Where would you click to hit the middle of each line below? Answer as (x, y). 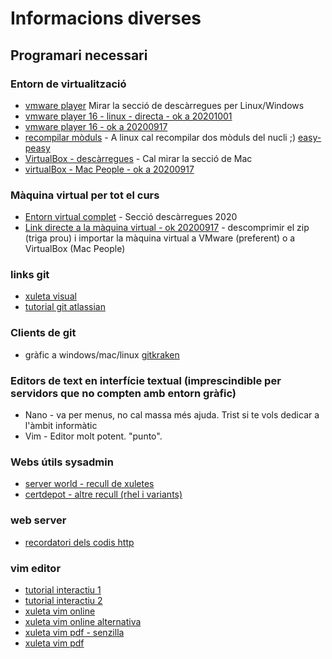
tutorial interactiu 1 (63, 589)
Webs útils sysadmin (62, 462)
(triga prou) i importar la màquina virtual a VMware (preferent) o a (160, 238)
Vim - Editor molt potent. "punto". (93, 436)
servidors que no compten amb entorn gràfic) (123, 393)
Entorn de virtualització (68, 84)
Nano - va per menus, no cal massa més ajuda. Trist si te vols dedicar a (172, 415)
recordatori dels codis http (79, 542)
